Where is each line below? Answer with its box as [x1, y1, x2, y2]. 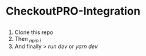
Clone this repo [14, 29, 53, 36]
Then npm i [14, 35, 41, 44]
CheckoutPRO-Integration [5, 4, 141, 18]
